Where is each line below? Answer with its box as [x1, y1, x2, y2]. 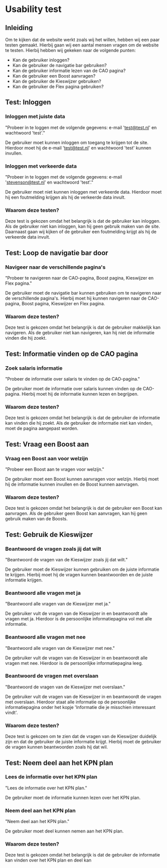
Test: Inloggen [5, 98, 51, 107]
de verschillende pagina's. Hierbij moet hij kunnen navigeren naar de [5, 295, 147, 301]
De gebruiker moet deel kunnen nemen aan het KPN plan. [5, 828, 124, 834]
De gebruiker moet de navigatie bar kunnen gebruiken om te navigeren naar [5, 290, 161, 296]
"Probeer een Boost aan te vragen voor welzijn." [5, 466, 104, 472]
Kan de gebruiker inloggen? [12, 57, 70, 63]
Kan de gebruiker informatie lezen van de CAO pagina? [12, 68, 126, 74]
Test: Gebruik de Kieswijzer [5, 530, 93, 539]
